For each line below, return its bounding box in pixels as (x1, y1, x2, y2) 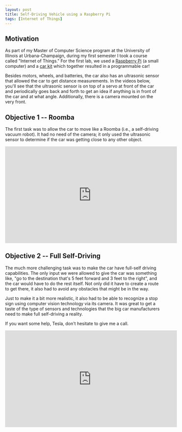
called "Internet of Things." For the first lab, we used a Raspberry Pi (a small (5, 58, 158, 64)
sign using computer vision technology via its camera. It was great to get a (5, 300, 156, 306)
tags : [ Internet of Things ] (5, 16, 63, 21)
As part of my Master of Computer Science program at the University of (5, 48, 151, 54)
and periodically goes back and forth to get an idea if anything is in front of (5, 88, 156, 94)
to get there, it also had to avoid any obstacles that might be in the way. (5, 286, 150, 291)
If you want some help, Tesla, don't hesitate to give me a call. (5, 320, 129, 326)
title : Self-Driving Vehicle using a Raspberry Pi (5, 12, 111, 17)
